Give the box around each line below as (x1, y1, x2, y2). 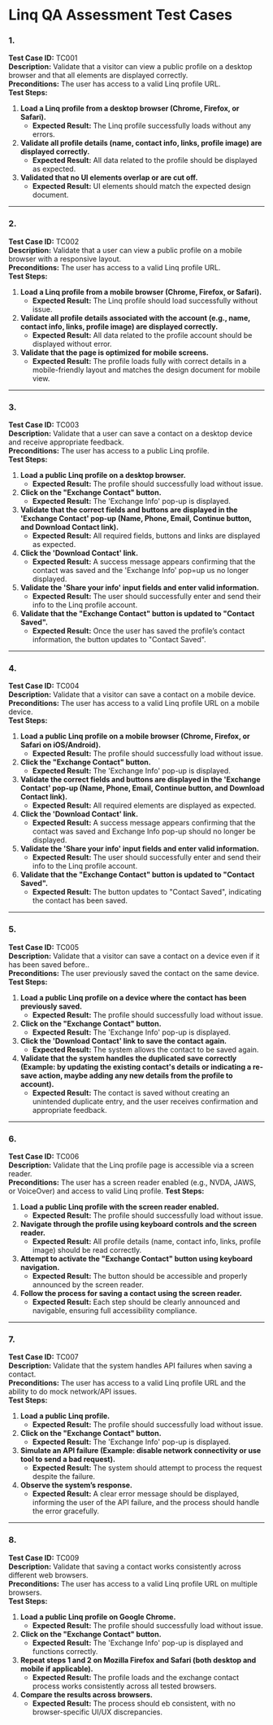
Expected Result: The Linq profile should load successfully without (32, 296, 258, 305)
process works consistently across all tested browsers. (32, 1681, 217, 1691)
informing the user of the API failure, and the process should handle (32, 1498, 260, 1508)
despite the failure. (32, 1472, 96, 1482)
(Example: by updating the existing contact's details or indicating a (19, 1062, 252, 1071)
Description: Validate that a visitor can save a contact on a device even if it (8, 951, 260, 961)
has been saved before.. (8, 959, 90, 970)
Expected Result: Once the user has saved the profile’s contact (32, 626, 245, 636)
